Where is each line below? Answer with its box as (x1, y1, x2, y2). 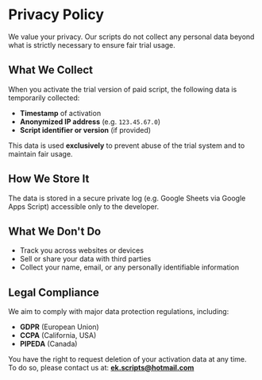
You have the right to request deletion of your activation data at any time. (8, 355, 248, 364)
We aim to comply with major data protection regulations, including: (8, 307, 229, 316)
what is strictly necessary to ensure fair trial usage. (8, 40, 176, 49)
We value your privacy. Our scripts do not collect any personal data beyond (8, 32, 255, 41)
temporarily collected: (8, 93, 80, 103)
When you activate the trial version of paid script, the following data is (8, 84, 237, 94)
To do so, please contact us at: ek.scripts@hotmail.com (8, 363, 195, 373)
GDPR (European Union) (19, 322, 99, 332)
